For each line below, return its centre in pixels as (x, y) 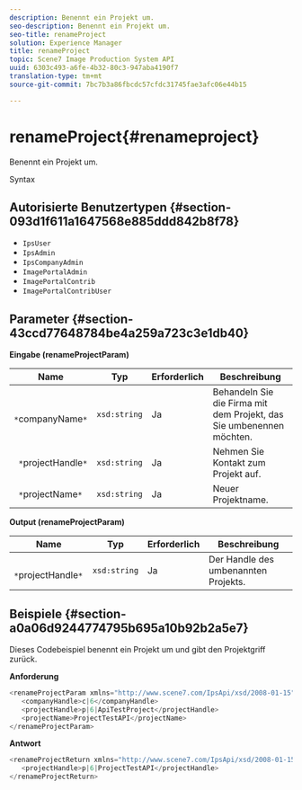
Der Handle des (241, 560)
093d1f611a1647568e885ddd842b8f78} (124, 221)
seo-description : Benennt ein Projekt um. (90, 26)
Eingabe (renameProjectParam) (69, 355)
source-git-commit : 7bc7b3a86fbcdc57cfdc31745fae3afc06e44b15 (128, 84)
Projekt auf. (237, 475)
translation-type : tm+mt (56, 76)
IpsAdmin (39, 253)
